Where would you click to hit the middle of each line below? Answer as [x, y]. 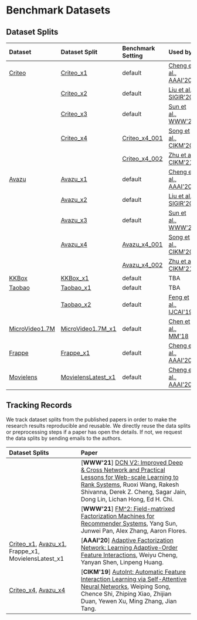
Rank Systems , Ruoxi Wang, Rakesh [130, 485]
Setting [133, 55]
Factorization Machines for [118, 516]
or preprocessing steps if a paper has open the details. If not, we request [94, 432]
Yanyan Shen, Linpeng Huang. [122, 562]
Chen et [179, 321]
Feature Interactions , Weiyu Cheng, [129, 555]
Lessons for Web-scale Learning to [130, 477]
